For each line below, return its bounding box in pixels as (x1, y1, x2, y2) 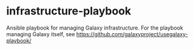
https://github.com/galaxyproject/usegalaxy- (76, 30, 189, 37)
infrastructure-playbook (6, 4, 132, 18)
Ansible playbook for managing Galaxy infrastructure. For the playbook (6, 24, 184, 31)
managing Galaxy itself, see (6, 30, 75, 37)
